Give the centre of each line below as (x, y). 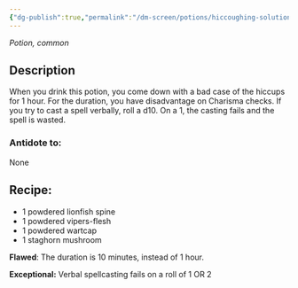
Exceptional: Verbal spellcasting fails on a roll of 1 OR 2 (110, 274)
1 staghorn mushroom (62, 239)
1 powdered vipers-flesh (67, 221)
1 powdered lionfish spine (69, 211)
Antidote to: (35, 143)
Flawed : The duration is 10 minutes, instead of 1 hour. (106, 257)
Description (42, 70)
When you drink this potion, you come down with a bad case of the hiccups (147, 92)
